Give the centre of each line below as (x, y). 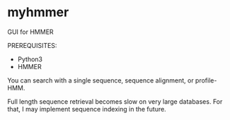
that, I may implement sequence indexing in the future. (87, 109)
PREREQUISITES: (32, 45)
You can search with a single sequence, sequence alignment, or (100, 80)
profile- (206, 80)
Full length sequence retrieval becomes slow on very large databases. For (115, 101)
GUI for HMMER (31, 32)
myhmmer (38, 12)
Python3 (30, 59)
